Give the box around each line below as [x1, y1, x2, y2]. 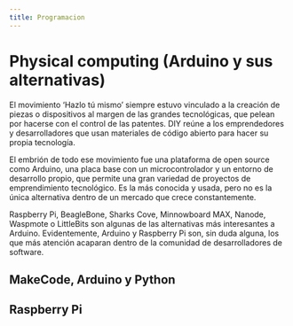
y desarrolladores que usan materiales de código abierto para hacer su [9, 128, 269, 138]
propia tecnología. [9, 136, 75, 147]
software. [9, 246, 44, 257]
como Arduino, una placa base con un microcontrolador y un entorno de [9, 163, 273, 174]
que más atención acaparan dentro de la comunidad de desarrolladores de [9, 237, 282, 248]
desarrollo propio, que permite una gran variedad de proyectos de [9, 173, 251, 183]
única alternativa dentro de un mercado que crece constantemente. [9, 191, 257, 202]
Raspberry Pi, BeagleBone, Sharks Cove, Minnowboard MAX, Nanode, [9, 209, 266, 220]
